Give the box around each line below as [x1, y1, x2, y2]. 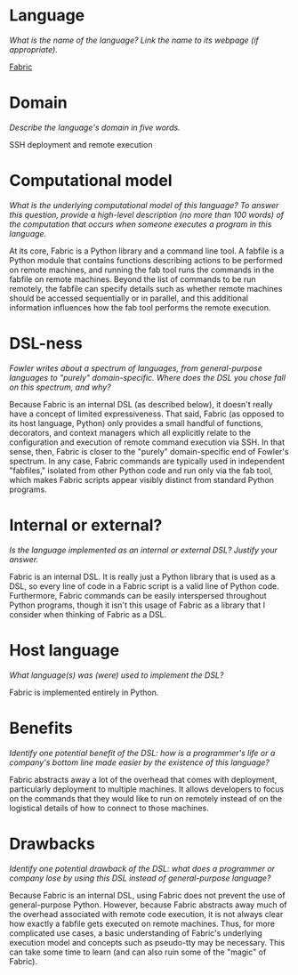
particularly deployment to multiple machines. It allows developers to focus [9, 784, 285, 794]
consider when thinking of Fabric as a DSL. [9, 608, 167, 619]
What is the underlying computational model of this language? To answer [9, 199, 279, 210]
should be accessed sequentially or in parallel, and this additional [9, 293, 249, 303]
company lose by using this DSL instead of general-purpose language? [9, 873, 271, 883]
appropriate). [9, 44, 58, 54]
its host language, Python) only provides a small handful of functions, [9, 417, 264, 428]
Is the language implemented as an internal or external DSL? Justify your [9, 544, 278, 555]
